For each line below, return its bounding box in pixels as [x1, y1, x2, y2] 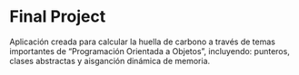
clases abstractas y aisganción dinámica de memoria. [9, 55, 211, 66]
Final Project [9, 6, 106, 27]
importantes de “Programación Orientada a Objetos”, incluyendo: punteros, [9, 45, 291, 56]
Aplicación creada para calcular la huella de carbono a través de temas [9, 36, 275, 47]
